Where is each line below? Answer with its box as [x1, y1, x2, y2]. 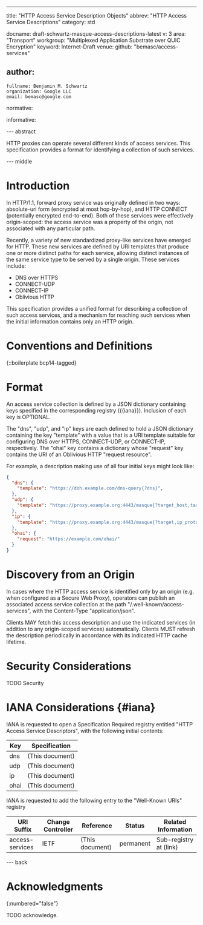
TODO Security [6, 679, 44, 686]
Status [125, 821, 145, 830]
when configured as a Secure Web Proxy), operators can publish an [6, 594, 175, 602]
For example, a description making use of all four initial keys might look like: [6, 462, 195, 469]
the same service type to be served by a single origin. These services [6, 256, 180, 263]
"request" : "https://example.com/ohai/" [17, 536, 120, 542]
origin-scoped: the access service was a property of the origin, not [6, 218, 173, 225]
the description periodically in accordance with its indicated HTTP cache [6, 631, 187, 639]
